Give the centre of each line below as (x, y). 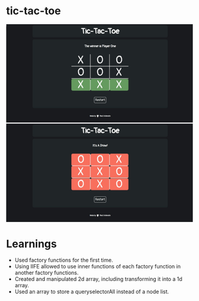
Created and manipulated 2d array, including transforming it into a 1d (98, 279)
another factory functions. (46, 273)
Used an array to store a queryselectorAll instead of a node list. (92, 292)
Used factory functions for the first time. (64, 260)
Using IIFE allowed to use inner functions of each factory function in (97, 267)
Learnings (32, 244)
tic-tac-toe (33, 11)
